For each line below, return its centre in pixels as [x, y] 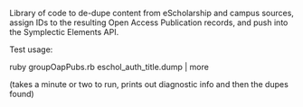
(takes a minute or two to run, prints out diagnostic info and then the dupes [149, 84]
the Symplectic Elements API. [64, 32]
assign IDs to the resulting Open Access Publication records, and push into [149, 22]
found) [22, 94]
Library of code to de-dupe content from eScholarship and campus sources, [151, 13]
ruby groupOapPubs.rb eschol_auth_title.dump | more [109, 67]
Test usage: [31, 49]
